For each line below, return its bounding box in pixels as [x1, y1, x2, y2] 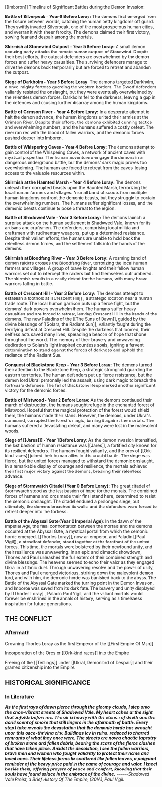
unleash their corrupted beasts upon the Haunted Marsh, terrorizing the [5, 185, 148, 190]
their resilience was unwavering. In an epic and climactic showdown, [5, 549, 142, 555]
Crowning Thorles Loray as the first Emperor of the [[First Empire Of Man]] [5, 640, 154, 646]
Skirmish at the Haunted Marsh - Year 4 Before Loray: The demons [5, 179, 141, 185]
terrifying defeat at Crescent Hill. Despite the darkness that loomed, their [5, 327, 150, 332]
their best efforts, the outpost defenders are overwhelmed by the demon [5, 54, 150, 60]
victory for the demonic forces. [5, 387, 67, 393]
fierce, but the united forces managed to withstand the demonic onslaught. [5, 458, 154, 464]
